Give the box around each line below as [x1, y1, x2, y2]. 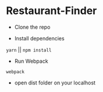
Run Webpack [14, 57, 48, 64]
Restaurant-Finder [6, 4, 97, 18]
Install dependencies [14, 35, 65, 42]
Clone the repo [14, 23, 51, 30]
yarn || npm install [6, 46, 52, 53]
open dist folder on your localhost [14, 79, 96, 86]
